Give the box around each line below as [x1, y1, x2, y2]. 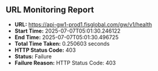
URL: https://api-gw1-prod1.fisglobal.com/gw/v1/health [14, 20, 153, 28]
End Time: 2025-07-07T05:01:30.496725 [14, 33, 119, 41]
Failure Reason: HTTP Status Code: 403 [14, 59, 116, 66]
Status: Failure [14, 52, 52, 60]
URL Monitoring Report [5, 5, 95, 15]
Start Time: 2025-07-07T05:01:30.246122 [14, 27, 121, 34]
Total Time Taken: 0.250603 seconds [14, 40, 110, 47]
